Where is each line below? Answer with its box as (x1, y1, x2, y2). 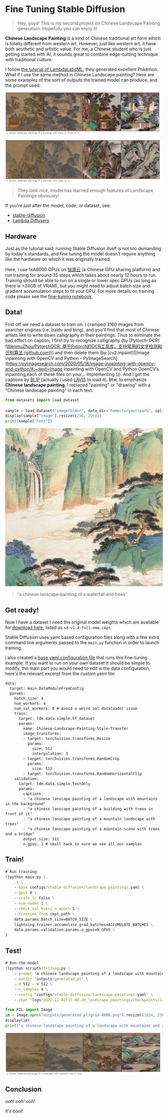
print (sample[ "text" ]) (5, 419, 52, 424)
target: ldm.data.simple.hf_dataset (18, 716, 95, 721)
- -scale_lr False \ (14, 896, 55, 901)
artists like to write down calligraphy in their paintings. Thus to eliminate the (5, 332, 161, 338)
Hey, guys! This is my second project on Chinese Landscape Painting (17, 20, 160, 26)
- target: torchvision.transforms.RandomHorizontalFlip (23, 771, 142, 776)
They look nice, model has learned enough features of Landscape (17, 187, 153, 194)
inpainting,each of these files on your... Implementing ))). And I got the (5, 371, 150, 377)
